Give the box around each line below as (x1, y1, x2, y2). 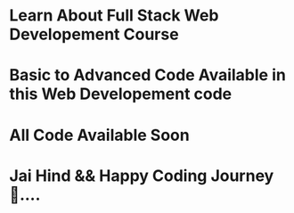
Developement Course (9, 24, 180, 45)
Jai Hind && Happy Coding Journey (9, 166, 274, 185)
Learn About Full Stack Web (9, 5, 219, 26)
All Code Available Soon (9, 125, 190, 145)
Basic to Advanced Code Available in (9, 65, 287, 86)
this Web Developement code (9, 84, 233, 104)
